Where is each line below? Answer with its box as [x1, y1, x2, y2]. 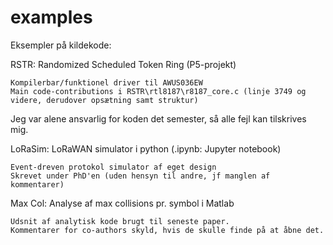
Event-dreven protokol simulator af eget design [10, 162, 217, 172]
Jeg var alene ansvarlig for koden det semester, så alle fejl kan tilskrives [10, 112, 307, 125]
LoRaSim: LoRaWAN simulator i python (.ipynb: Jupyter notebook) [10, 142, 282, 155]
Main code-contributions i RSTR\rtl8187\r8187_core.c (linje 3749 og [10, 86, 307, 96]
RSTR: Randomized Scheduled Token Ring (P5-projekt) [10, 58, 237, 70]
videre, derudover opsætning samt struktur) [10, 95, 199, 105]
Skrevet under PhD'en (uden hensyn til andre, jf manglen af [10, 171, 271, 181]
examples [10, 6, 93, 29]
